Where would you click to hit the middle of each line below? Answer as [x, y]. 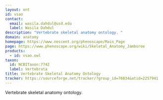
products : [15, 51]
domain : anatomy [22, 37]
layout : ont [17, 10]
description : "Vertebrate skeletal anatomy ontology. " [64, 33]
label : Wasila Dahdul [32, 28]
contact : [14, 19]
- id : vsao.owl [25, 55]
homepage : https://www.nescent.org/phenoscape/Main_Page [65, 42]
